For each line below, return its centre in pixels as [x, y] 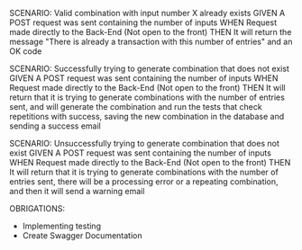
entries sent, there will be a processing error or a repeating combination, [144, 182]
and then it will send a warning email [77, 191]
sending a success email [55, 126]
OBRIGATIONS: [37, 209]
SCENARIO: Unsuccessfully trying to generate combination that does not [144, 143]
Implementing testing [62, 226]
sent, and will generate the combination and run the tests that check [136, 107]
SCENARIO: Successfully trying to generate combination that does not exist [150, 68]
